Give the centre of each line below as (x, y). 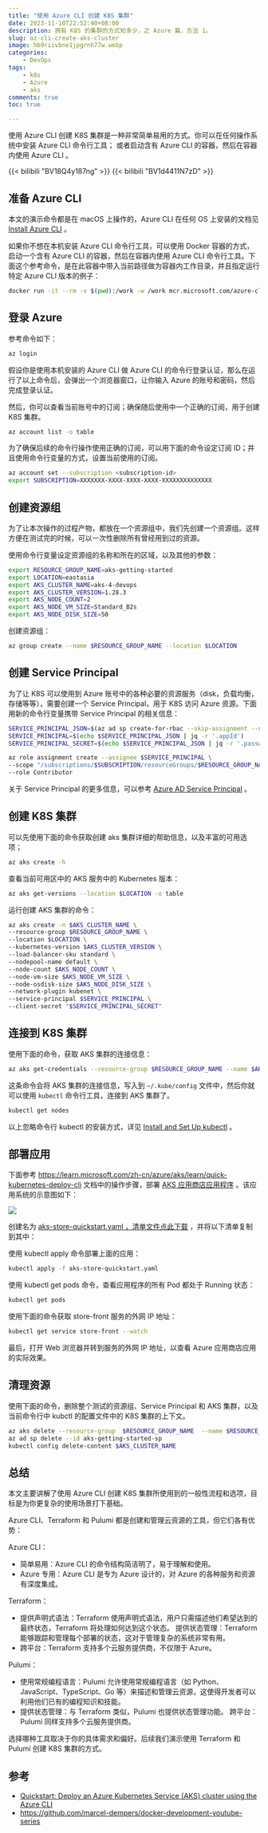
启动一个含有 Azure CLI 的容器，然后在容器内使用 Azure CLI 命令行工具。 (128, 255)
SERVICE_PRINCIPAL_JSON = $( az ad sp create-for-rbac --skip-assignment (128, 728)
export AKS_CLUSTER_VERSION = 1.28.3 (67, 592)
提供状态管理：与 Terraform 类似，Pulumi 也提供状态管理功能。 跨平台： (138, 1712)
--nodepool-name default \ (53, 962)
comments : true (33, 97)
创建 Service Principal (63, 673)
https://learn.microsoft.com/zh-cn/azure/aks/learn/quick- (132, 1175)
